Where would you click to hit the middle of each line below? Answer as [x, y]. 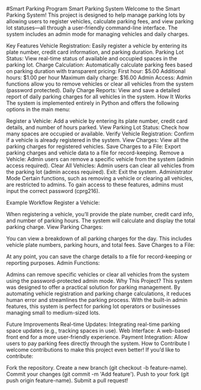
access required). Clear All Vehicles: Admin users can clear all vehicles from [100, 165]
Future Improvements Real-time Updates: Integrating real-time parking [93, 324]
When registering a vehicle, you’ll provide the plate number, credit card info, [100, 214]
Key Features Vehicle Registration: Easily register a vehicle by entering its [97, 46]
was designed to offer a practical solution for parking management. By [94, 287]
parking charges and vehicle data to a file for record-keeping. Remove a [95, 153]
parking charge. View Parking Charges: [55, 227]
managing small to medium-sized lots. [53, 313]
